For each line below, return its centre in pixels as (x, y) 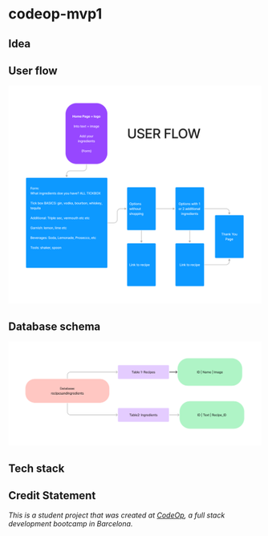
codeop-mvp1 (55, 14)
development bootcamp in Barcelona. (71, 523)
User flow (33, 70)
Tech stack (37, 468)
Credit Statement (52, 495)
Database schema (55, 326)
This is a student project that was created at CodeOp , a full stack (117, 515)
